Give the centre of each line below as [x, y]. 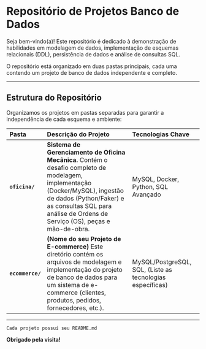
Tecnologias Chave [161, 134]
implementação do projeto [85, 269]
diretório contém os [75, 254]
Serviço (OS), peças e [78, 221]
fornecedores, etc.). [75, 308]
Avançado [147, 194]
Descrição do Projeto [78, 134]
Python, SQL [150, 186]
